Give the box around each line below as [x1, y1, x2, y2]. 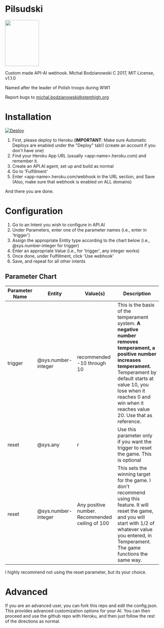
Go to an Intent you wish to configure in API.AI [12, 222, 105, 228]
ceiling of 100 [77, 520, 109, 526]
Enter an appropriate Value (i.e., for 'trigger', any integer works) [12, 248, 140, 254]
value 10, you [117, 381, 149, 388]
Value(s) [84, 290, 105, 297]
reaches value [117, 406, 150, 413]
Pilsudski [5, 3, 43, 15]
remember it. [12, 158, 38, 164]
